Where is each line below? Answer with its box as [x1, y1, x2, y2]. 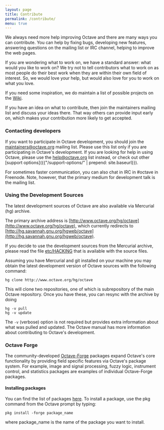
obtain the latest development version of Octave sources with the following [5, 262, 157, 268]
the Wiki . [5, 95, 23, 101]
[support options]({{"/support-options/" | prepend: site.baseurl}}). [5, 159, 139, 165]
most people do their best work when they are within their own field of [5, 70, 147, 76]
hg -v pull [5, 306, 27, 311]
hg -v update [5, 310, 32, 315]
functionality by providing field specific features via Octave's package [5, 358, 146, 364]
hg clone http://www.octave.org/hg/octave [5, 277, 93, 283]
